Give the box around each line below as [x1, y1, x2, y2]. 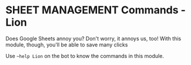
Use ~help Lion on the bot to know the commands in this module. [5, 52, 164, 59]
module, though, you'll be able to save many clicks [5, 41, 128, 48]
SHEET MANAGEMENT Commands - [5, 3, 186, 17]
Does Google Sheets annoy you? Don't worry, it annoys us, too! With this [5, 35, 182, 42]
